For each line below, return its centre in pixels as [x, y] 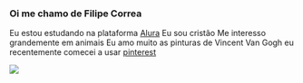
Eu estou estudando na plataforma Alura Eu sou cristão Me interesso [137, 33]
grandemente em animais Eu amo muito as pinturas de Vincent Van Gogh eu [152, 42]
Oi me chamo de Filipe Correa [76, 14]
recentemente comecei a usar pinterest [83, 52]
